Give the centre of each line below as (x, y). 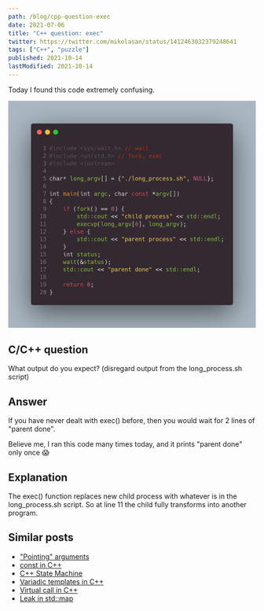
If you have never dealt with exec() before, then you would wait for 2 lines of (132, 421)
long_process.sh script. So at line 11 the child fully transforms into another (128, 504)
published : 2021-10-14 (45, 58)
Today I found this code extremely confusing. (81, 90)
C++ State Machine (51, 573)
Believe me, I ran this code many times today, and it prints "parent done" (125, 444)
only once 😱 (29, 453)
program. (23, 513)
